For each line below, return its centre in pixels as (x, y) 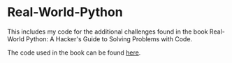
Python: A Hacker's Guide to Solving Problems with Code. (109, 38)
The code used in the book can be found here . (74, 52)
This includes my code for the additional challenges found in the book (108, 31)
